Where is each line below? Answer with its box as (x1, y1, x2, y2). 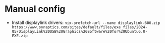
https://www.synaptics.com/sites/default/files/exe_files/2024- (11, 24, 148, 30)
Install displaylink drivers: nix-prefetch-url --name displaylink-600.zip (11, 20, 161, 25)
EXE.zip (11, 33, 28, 38)
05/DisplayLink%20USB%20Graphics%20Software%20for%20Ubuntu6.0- (11, 29, 148, 34)
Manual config (4, 3, 65, 15)
